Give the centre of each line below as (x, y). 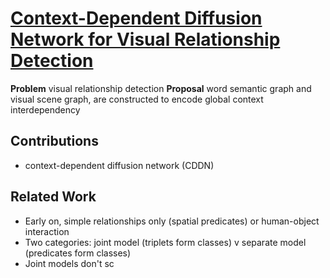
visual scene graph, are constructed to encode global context (137, 99)
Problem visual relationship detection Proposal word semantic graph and (161, 88)
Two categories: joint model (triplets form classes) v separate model (165, 242)
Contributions (54, 141)
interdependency (45, 109)
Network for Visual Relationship (145, 39)
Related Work (53, 197)
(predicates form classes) (78, 253)
